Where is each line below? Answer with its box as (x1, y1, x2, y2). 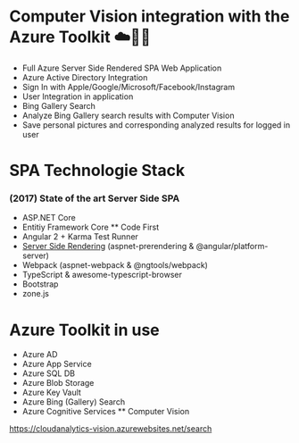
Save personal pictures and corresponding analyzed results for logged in (21, 119, 291, 130)
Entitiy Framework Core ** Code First (21, 221, 160, 233)
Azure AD (21, 349, 58, 360)
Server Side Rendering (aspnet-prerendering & (21, 241, 195, 252)
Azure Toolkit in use (9, 320, 160, 340)
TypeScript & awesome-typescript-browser (21, 270, 183, 280)
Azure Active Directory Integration (21, 71, 148, 82)
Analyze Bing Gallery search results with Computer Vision (21, 110, 235, 121)
